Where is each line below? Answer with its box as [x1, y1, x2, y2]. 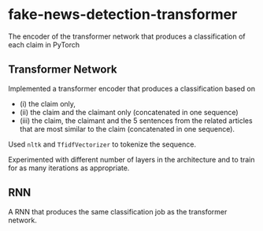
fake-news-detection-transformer [8, 6, 238, 24]
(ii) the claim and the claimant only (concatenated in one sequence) [19, 107, 239, 117]
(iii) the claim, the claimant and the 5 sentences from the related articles [19, 116, 254, 125]
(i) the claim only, [19, 99, 76, 108]
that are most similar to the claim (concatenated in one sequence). [19, 124, 235, 133]
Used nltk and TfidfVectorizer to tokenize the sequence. [8, 140, 197, 149]
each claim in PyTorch [8, 39, 80, 49]
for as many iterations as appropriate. [8, 163, 130, 173]
